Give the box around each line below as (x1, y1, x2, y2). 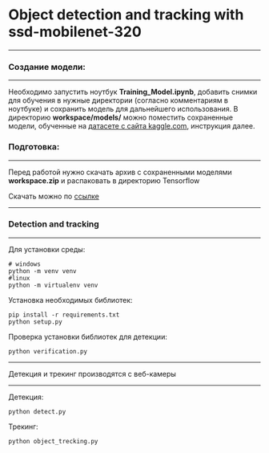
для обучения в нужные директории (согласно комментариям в (8, 96, 229, 105)
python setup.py (8, 317, 62, 326)
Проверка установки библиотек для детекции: (8, 332, 168, 341)
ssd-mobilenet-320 (8, 22, 142, 41)
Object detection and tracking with (8, 6, 244, 24)
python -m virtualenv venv (8, 281, 98, 289)
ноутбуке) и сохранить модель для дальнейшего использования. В (8, 104, 239, 114)
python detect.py (8, 407, 66, 415)
